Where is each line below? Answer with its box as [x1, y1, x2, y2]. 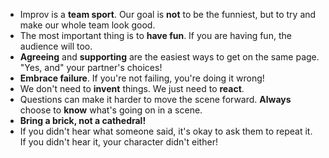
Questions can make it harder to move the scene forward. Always [19, 94, 292, 105]
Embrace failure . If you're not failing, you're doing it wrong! [19, 72, 265, 84]
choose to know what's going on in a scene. [19, 104, 203, 116]
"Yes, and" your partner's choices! [19, 62, 163, 73]
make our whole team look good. [19, 19, 156, 31]
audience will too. [19, 40, 93, 52]
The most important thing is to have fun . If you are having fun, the [19, 30, 292, 41]
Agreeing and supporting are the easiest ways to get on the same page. [19, 51, 320, 63]
